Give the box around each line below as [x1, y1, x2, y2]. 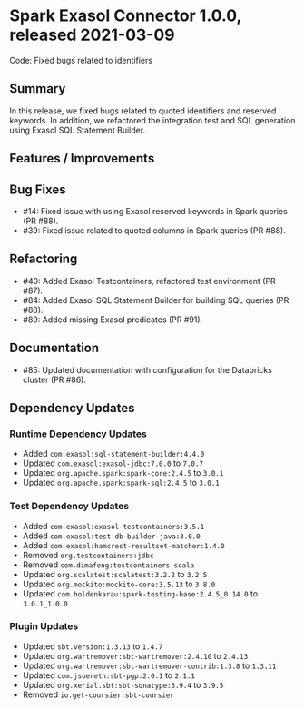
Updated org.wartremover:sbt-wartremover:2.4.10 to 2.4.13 [22, 650, 249, 661]
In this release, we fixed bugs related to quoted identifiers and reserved [9, 105, 277, 116]
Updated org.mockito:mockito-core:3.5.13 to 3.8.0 [22, 578, 216, 589]
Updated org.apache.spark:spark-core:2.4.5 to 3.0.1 [22, 468, 224, 478]
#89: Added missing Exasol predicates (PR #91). [22, 314, 203, 325]
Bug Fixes [9, 182, 66, 197]
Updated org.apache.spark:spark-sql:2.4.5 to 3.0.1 [22, 478, 220, 488]
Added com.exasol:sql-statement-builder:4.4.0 [22, 448, 205, 459]
